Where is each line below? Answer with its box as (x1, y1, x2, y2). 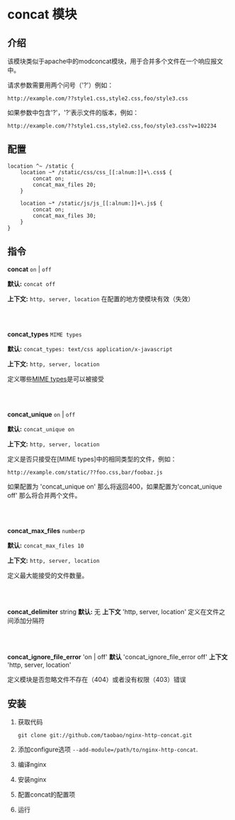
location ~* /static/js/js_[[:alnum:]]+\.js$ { (20, 200, 163, 207)
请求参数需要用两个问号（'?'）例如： (7, 81, 114, 89)
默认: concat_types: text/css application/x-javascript (7, 344, 173, 353)
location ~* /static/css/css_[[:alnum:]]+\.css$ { (20, 169, 173, 176)
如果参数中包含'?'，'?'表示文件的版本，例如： (7, 108, 139, 117)
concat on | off (7, 265, 52, 273)
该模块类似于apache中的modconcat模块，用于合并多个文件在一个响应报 (7, 57, 217, 65)
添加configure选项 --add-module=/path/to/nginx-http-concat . (17, 745, 198, 754)
